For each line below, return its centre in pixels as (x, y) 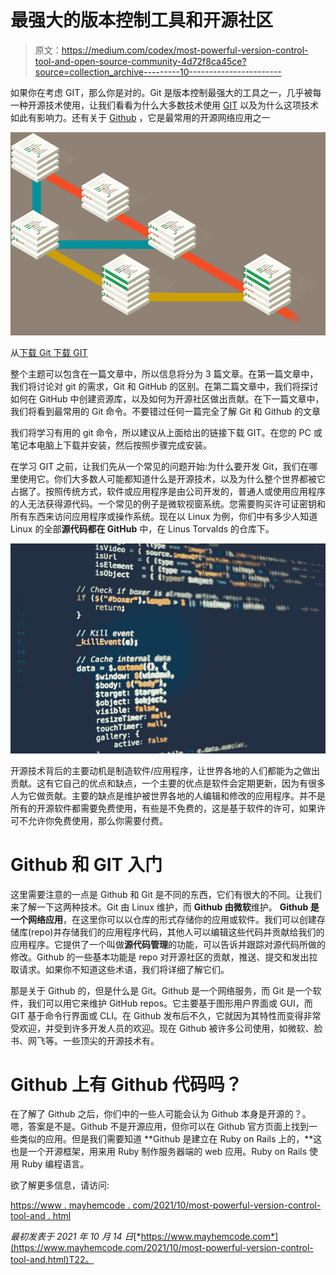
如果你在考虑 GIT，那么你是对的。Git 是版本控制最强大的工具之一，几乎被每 (166, 92)
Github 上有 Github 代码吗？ (126, 1084)
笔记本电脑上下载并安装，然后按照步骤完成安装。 (111, 445)
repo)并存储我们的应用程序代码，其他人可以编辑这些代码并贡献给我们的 (178, 932)
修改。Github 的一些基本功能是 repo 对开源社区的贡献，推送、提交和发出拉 (164, 957)
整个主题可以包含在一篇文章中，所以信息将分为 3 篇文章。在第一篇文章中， (164, 374)
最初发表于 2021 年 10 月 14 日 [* (76, 1237)
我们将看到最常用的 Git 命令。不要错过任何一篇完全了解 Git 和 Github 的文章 (166, 412)
